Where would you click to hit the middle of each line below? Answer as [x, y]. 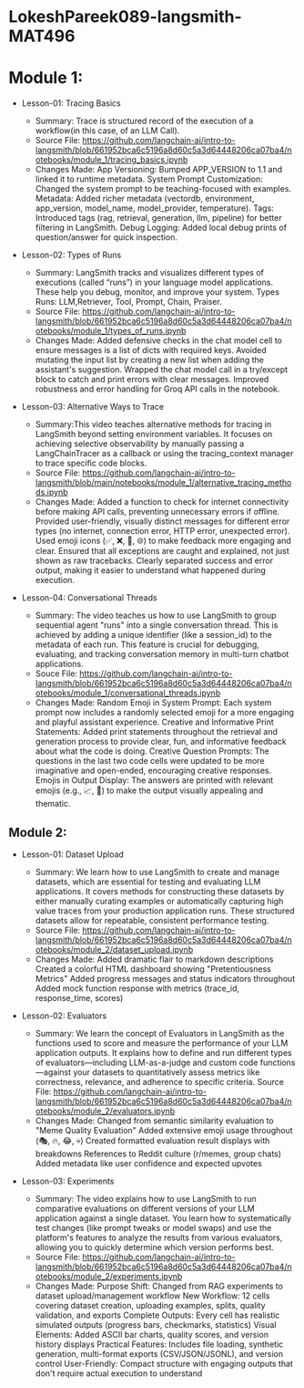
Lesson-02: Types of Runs [71, 255]
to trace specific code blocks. [91, 464]
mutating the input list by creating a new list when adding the [150, 360]
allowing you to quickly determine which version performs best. [155, 1247]
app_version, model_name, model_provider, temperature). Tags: [154, 208]
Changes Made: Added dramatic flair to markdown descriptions [154, 959]
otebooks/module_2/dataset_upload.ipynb [114, 949]
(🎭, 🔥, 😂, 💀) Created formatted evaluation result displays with [152, 1140]
